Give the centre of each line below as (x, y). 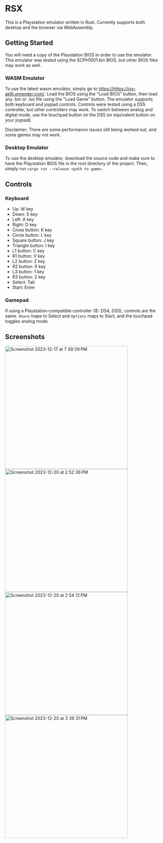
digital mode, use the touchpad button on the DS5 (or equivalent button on (80, 115)
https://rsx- (124, 89)
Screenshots (25, 337)
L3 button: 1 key (28, 272)
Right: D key (24, 225)
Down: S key (25, 214)
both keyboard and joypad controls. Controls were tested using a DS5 (75, 104)
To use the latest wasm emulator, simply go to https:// (59, 89)
